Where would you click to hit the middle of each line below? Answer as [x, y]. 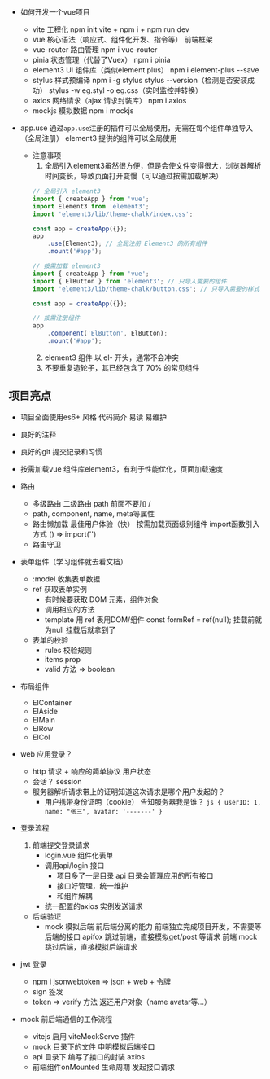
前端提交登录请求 [61, 844]
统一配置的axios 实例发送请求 [94, 906]
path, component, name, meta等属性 [94, 513]
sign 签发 [48, 991]
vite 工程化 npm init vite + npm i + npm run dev [111, 29]
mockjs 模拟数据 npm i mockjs [83, 111]
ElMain [44, 720]
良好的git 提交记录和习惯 [61, 451]
